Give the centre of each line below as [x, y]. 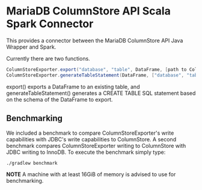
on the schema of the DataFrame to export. [60, 99]
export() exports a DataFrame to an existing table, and [73, 87]
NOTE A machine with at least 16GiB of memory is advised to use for [91, 174]
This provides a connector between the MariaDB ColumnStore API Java [95, 40]
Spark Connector [50, 24]
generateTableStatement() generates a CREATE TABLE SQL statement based [101, 93]
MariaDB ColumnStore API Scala [89, 11]
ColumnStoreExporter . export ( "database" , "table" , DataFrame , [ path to [96, 69]
